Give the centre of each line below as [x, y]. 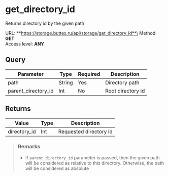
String [66, 82]
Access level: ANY [25, 43]
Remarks [29, 147]
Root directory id [125, 91]
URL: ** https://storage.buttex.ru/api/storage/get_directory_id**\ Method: [81, 33]
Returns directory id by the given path [45, 23]
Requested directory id [85, 131]
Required [89, 74]
